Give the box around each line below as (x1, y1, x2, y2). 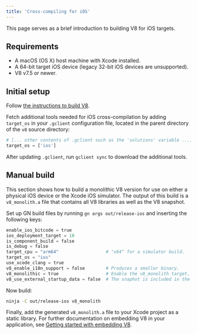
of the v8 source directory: (6, 126, 70, 133)
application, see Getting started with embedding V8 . (6, 321, 132, 328)
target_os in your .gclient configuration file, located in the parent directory (6, 120, 189, 127)
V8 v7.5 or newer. (14, 70, 57, 77)
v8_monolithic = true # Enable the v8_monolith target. (6, 271, 191, 277)
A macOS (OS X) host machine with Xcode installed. (14, 57, 141, 64)
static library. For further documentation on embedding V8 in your (6, 315, 165, 322)
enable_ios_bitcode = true (6, 227, 72, 233)
